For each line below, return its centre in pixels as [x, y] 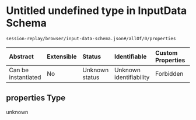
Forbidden [169, 73]
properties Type [36, 98]
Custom [167, 52]
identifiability [132, 77]
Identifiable [130, 57]
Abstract [21, 57]
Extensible [62, 57]
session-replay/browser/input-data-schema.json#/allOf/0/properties [91, 38]
